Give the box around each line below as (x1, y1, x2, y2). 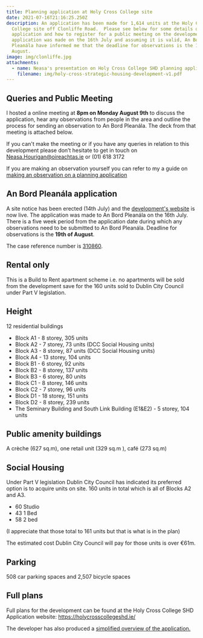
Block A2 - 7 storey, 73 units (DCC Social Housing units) (14, 340, 155, 348)
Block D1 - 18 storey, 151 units (14, 392, 89, 400)
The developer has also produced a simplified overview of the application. (6, 625, 191, 632)
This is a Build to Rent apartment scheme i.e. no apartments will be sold (6, 276, 184, 283)
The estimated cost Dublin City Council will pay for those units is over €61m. (6, 539, 196, 547)
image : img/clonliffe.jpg (6, 54, 71, 60)
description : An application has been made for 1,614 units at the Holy (6, 20, 193, 26)
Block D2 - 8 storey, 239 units (14, 398, 89, 406)
